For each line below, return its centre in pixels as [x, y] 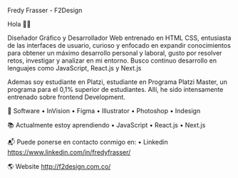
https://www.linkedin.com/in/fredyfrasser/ [69, 152]
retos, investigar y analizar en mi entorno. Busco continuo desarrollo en [112, 61]
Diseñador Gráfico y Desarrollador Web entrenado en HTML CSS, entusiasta [119, 38]
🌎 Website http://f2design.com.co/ [59, 166]
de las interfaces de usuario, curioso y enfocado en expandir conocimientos [119, 45]
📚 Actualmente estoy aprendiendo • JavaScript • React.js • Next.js [107, 125]
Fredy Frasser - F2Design [45, 10]
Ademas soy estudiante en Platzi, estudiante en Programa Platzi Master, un [118, 82]
